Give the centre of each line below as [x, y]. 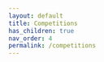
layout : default [36, 16]
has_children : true [41, 31]
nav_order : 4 [30, 38]
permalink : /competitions [52, 46]
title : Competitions [43, 23]
